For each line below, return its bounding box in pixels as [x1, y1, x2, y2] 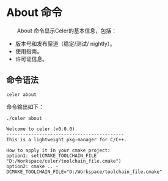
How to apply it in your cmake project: [6, 147, 111, 153]
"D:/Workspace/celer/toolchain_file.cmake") [6, 158, 122, 164]
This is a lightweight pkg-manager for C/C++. [6, 136, 127, 142]
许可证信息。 [15, 55, 48, 62]
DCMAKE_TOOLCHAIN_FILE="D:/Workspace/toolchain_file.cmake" [6, 169, 163, 175]
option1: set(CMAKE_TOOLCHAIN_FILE [6, 152, 97, 159]
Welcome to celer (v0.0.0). [6, 126, 78, 132]
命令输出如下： [6, 103, 44, 110]
